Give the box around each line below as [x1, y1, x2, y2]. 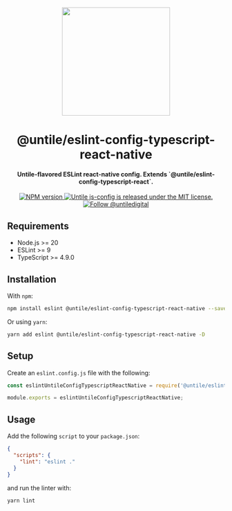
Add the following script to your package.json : [7, 432, 140, 440]
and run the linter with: [7, 483, 71, 492]
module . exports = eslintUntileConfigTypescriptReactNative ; [7, 395, 184, 402]
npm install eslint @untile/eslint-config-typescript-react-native [7, 305, 206, 312]
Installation [7, 274, 57, 285]
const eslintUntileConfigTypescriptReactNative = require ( [7, 382, 181, 389]
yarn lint [7, 497, 36, 504]
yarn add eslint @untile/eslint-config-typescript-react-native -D [7, 331, 206, 338]
